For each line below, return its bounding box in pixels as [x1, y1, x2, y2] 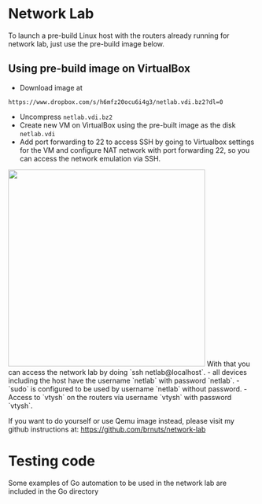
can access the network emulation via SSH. [19, 154, 161, 163]
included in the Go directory [8, 486, 99, 496]
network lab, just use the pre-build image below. [8, 39, 165, 48]
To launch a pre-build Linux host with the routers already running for [8, 31, 230, 40]
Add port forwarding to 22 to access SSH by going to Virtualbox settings [19, 137, 255, 146]
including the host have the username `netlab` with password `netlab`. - [8, 376, 240, 385]
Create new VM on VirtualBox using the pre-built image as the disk [19, 120, 236, 130]
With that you [206, 359, 250, 369]
